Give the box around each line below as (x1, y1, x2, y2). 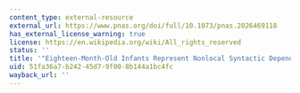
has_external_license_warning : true (9, 29, 146, 38)
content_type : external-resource (9, 12, 134, 22)
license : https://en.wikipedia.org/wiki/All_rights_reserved (9, 37, 242, 47)
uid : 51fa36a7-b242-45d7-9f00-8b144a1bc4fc (9, 63, 174, 72)
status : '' (9, 46, 50, 55)
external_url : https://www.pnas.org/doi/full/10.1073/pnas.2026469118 (9, 21, 278, 30)
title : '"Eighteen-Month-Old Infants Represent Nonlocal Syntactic (9, 54, 266, 63)
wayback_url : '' (9, 71, 70, 80)
